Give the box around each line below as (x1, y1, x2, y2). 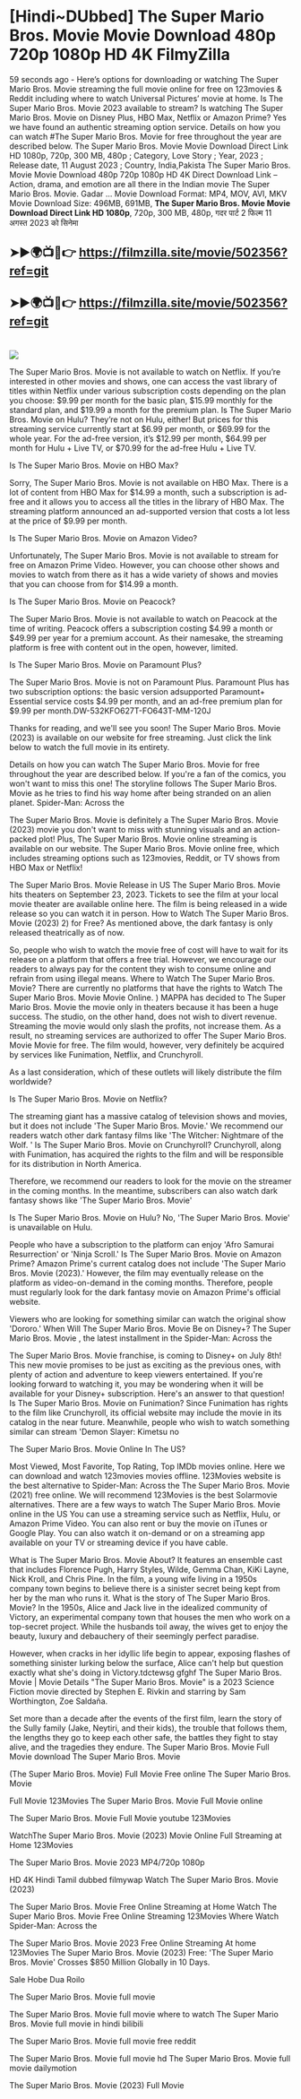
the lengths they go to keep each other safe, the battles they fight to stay (9, 1732, 279, 1742)
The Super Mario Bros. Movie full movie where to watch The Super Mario (9, 2008, 279, 2019)
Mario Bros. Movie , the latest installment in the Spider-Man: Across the (9, 1333, 272, 1343)
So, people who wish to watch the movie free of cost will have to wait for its (9, 944, 288, 955)
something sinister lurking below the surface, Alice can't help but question (9, 1657, 284, 1668)
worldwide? (9, 1075, 52, 1086)
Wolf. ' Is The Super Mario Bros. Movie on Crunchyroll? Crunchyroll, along (9, 1139, 282, 1150)
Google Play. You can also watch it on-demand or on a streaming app (9, 1527, 265, 1538)
